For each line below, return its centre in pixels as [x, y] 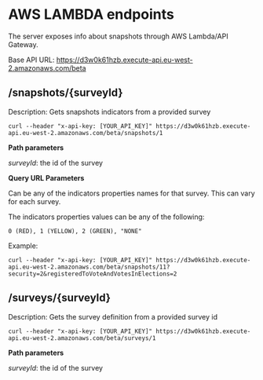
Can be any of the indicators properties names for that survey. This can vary [131, 193]
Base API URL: [31, 60]
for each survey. [35, 201]
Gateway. [24, 44]
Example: [23, 246]
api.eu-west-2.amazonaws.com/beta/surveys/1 [82, 338]
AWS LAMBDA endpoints [91, 15]
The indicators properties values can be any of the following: [106, 217]
